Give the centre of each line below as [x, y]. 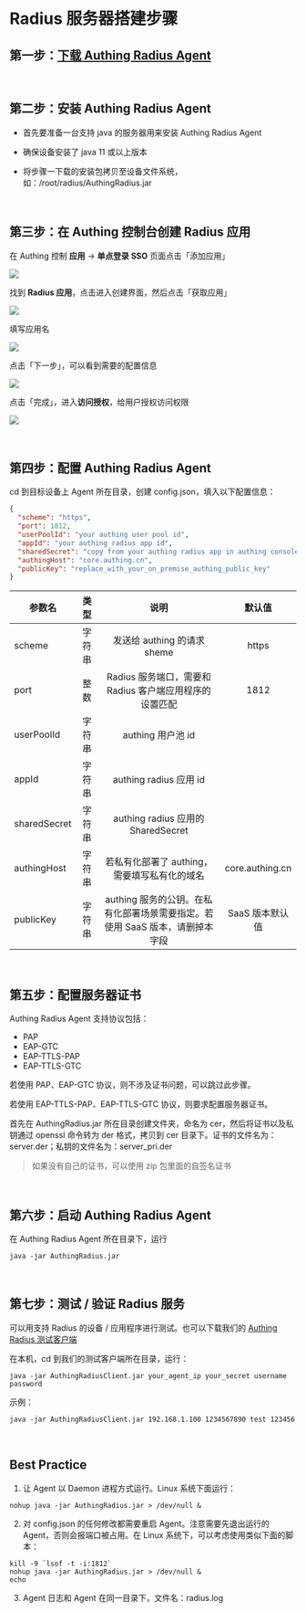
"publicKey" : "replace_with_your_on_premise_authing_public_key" [144, 569]
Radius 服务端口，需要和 [158, 677]
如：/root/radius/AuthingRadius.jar [87, 183]
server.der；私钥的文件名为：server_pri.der [91, 1146]
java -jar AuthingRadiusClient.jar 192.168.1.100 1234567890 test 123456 [153, 1419]
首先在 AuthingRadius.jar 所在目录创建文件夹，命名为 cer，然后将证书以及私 [152, 1123]
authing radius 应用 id [159, 780]
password [26, 1384]
